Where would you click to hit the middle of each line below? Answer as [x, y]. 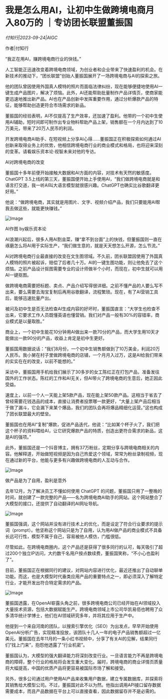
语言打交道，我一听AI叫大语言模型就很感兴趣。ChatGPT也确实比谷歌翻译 [80, 185]
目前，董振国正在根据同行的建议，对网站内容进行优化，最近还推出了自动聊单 [84, 570]
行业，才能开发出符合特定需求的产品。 [44, 582]
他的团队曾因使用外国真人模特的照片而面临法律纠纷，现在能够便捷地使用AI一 [84, 86]
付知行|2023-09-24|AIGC [31, 38]
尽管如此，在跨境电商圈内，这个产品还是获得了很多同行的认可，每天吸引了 [82, 547]
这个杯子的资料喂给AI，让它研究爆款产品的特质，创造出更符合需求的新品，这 [84, 430]
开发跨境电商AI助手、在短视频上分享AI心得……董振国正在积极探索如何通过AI [83, 139]
